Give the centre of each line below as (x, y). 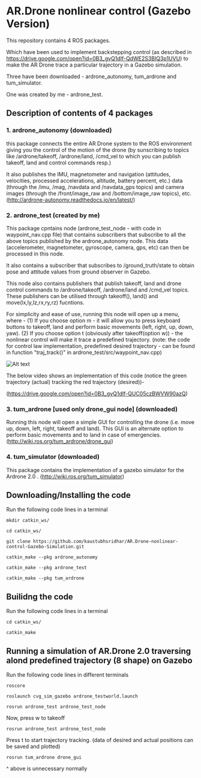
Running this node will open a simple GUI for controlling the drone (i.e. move (100, 422)
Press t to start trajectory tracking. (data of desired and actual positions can (100, 740)
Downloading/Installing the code (68, 495)
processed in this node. (35, 254)
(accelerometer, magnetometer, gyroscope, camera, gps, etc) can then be (97, 247)
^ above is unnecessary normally (47, 768)
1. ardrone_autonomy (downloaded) (59, 130)
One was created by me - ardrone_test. (55, 94)
